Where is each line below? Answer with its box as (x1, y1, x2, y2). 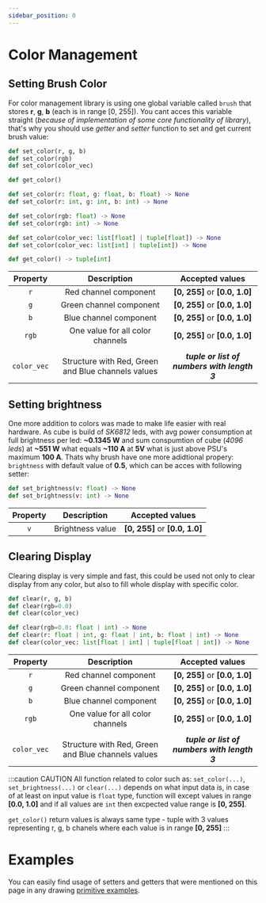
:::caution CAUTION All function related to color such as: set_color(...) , (8, 774, 245, 783)
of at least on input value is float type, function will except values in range (8, 791, 252, 800)
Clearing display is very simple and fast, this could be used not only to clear (8, 571, 256, 581)
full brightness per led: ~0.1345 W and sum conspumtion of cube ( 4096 (8, 436, 244, 445)
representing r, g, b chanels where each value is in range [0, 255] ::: (8, 823, 230, 833)
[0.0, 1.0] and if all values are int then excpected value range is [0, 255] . (8, 799, 247, 809)
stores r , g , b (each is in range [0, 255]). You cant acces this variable (8, 106, 232, 116)
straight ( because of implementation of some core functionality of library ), (8, 115, 252, 124)
